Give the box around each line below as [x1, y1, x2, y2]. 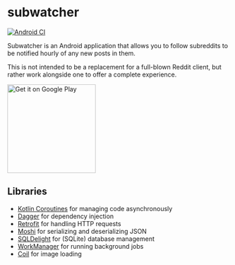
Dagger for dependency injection [17, 212, 114, 220]
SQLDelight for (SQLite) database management [17, 235, 155, 243]
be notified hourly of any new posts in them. [7, 49, 136, 57]
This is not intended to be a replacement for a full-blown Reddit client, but [7, 62, 222, 71]
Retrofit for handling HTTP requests [17, 219, 121, 227]
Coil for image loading [17, 249, 83, 258]
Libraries [7, 186, 47, 198]
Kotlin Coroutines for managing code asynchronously [17, 204, 173, 213]
